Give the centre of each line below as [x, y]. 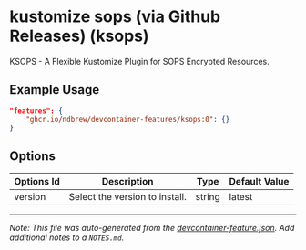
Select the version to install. [127, 197]
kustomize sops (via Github [115, 17]
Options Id [37, 182]
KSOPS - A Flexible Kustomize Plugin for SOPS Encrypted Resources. [140, 61]
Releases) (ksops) [79, 36]
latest [241, 197]
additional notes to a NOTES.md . [67, 237]
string [208, 197]
